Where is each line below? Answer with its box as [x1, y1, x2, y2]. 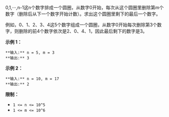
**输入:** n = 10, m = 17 [5, 76, 59, 81]
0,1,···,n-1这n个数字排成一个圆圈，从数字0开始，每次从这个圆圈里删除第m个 [5, 5, 164, 10]
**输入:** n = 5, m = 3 [5, 50, 55, 55]
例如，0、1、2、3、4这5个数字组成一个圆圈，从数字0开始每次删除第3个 [5, 22, 158, 28]
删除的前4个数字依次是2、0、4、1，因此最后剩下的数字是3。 [18, 28, 147, 34]
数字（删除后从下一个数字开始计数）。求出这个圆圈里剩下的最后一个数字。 [5, 11, 161, 17]
